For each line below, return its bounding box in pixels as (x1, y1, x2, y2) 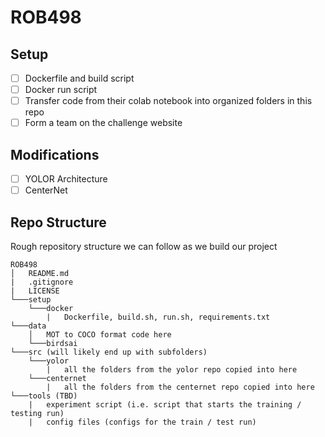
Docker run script (24, 84, 98, 96)
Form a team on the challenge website (24, 117, 183, 129)
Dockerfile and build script (24, 72, 135, 84)
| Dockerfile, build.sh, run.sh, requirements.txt (46, 312, 271, 322)
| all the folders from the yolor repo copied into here (46, 365, 298, 375)
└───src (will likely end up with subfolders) (10, 347, 208, 357)
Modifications (10, 146, 100, 163)
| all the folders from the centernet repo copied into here (46, 382, 315, 392)
